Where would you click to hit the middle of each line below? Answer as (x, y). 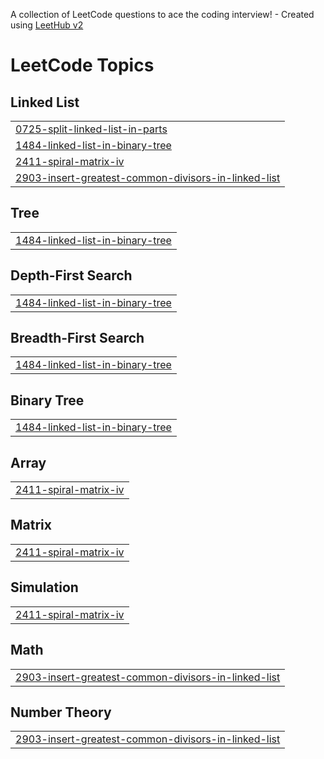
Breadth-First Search (77, 338)
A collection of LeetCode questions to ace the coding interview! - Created (162, 14)
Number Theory (61, 712)
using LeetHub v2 (47, 25)
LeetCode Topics (82, 65)
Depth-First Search (71, 275)
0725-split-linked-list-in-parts (91, 129)
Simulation (44, 587)
